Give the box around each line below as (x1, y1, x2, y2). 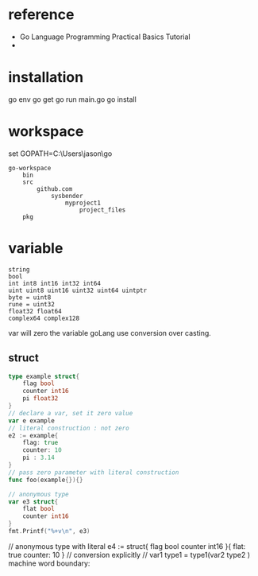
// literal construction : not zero (8, 424, 129, 432)
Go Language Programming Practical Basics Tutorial (19, 32, 191, 41)
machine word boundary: (8, 558, 90, 568)
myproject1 (64, 199, 102, 207)
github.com (37, 185, 73, 193)
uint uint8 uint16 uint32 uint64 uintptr (8, 286, 148, 294)
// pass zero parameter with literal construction (8, 468, 179, 477)
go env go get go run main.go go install (8, 94, 137, 104)
